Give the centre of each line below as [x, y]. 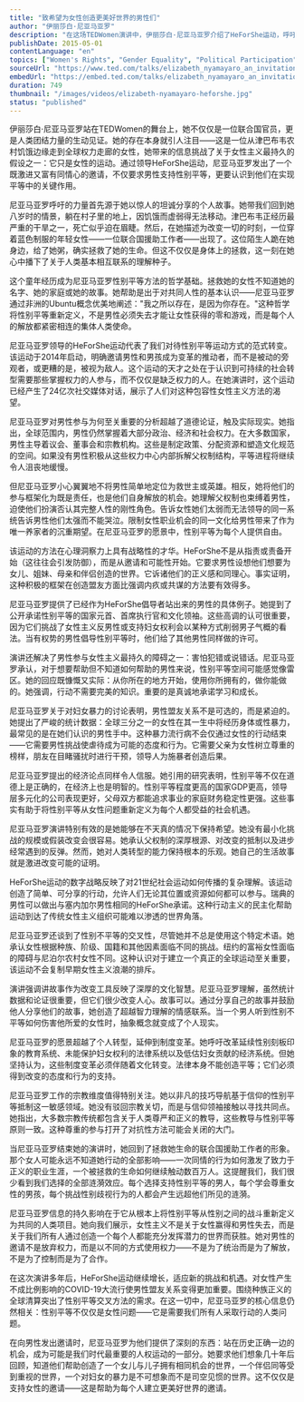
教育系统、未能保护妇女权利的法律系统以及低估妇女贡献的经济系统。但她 [160, 1054]
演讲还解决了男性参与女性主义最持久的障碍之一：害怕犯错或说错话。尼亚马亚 [152, 658]
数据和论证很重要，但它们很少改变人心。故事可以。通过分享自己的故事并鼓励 [152, 1000]
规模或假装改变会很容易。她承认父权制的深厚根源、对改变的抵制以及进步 [160, 840]
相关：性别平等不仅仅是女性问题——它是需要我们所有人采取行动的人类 [147, 1312]
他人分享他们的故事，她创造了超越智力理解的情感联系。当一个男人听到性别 [148, 1012]
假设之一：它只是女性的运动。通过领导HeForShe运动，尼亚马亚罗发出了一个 [151, 163]
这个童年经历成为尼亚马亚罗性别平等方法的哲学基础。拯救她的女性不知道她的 [152, 281]
